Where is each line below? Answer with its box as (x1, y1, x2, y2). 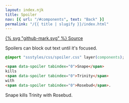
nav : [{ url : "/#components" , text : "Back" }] (5, 17, 104, 22)
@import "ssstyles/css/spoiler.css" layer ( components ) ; (5, 55, 124, 60)
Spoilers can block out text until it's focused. (5, 45, 97, 51)
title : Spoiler (5, 12, 37, 17)
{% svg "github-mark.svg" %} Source (5, 35, 83, 41)
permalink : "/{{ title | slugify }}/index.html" (5, 21, 109, 27)
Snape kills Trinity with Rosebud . (5, 92, 73, 98)
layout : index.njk (5, 7, 44, 13)
